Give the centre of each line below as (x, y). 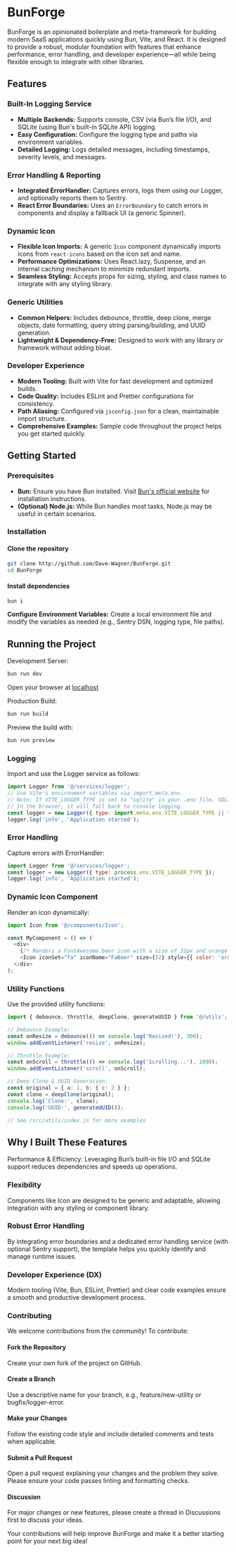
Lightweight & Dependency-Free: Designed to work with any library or (120, 340)
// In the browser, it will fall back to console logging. (96, 806)
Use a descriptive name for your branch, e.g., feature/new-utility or (104, 1394)
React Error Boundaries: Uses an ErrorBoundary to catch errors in (113, 205)
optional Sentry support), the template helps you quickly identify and (106, 1249)
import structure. (42, 418)
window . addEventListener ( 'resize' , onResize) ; (77, 1043)
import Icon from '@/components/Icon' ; (66, 925)
